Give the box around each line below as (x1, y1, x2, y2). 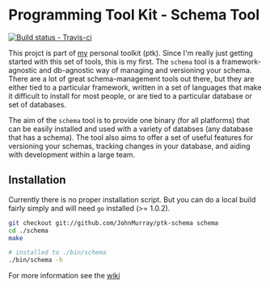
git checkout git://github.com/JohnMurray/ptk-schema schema (8, 218, 219, 227)
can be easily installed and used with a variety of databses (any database (8, 124, 253, 133)
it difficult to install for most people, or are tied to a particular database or (8, 91, 252, 100)
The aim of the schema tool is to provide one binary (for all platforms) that (8, 115, 250, 125)
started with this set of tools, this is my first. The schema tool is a (8, 57, 221, 66)
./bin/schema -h (8, 256, 63, 265)
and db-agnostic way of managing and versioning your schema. (39, 65, 252, 74)
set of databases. (8, 100, 67, 109)
